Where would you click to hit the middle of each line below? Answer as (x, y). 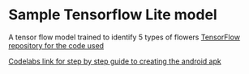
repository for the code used (56, 45)
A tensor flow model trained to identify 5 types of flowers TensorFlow (124, 37)
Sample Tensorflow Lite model (113, 15)
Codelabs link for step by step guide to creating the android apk (115, 61)
